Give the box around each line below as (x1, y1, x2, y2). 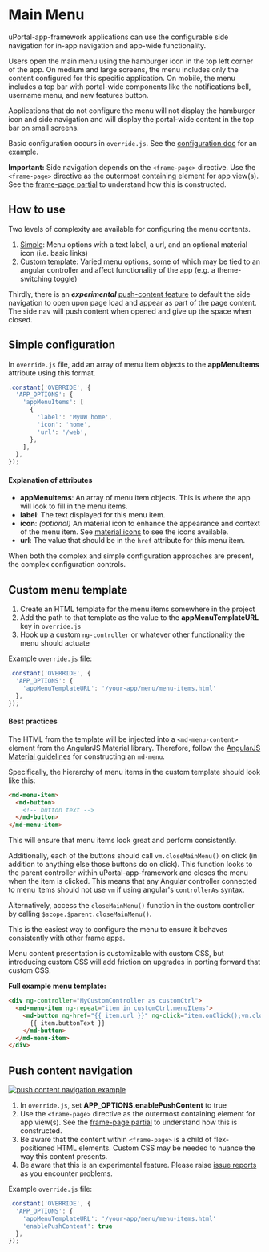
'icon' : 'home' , (37, 420, 91, 428)
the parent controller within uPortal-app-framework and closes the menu (8, 868, 248, 877)
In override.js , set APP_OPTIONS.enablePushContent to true (19, 1100, 227, 1110)
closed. (8, 314, 33, 324)
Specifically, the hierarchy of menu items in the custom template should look (8, 767, 261, 776)
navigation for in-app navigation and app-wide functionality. (8, 40, 207, 50)
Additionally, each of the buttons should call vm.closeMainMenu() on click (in (8, 851, 258, 861)
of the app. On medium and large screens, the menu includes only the (8, 64, 239, 74)
